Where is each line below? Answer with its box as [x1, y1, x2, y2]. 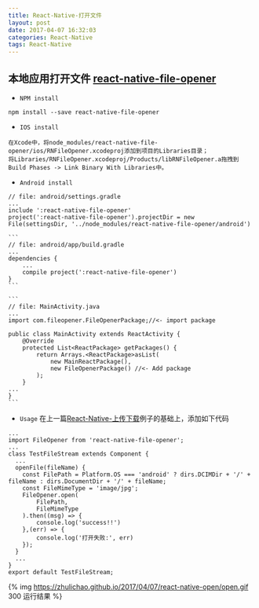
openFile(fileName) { [15, 463, 86, 471]
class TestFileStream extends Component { [8, 449, 149, 458]
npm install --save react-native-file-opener [8, 108, 159, 116]
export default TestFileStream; [8, 568, 114, 576]
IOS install [19, 123, 59, 131]
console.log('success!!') [36, 518, 122, 526]
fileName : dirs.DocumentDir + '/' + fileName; [8, 477, 167, 485]
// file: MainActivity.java [8, 302, 100, 310]
